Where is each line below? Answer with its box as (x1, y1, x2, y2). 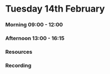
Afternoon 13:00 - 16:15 (5, 35, 65, 42)
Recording (5, 62, 32, 69)
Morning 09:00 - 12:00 (5, 21, 63, 28)
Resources (5, 48, 33, 55)
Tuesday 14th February (5, 3, 105, 15)
